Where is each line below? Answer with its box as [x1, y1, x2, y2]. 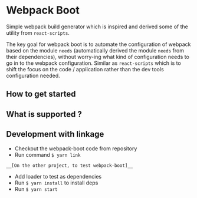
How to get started [6, 89, 76, 99]
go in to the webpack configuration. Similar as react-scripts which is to [6, 60, 181, 67]
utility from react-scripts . [6, 29, 70, 36]
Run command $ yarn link [14, 151, 81, 158]
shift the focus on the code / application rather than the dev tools [6, 65, 164, 72]
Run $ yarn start [14, 185, 58, 192]
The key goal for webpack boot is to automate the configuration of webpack [6, 41, 191, 48]
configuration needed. [6, 72, 60, 79]
